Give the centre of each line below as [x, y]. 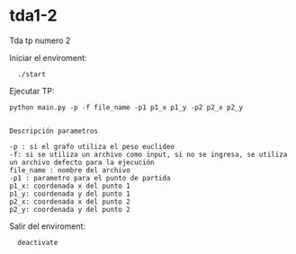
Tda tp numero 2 [40, 40]
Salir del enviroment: [48, 226]
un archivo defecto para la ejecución [82, 162]
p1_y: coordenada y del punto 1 [70, 194]
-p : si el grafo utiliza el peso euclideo [92, 146]
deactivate [38, 242]
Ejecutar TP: [32, 91]
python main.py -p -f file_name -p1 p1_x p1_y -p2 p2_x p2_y [126, 107]
